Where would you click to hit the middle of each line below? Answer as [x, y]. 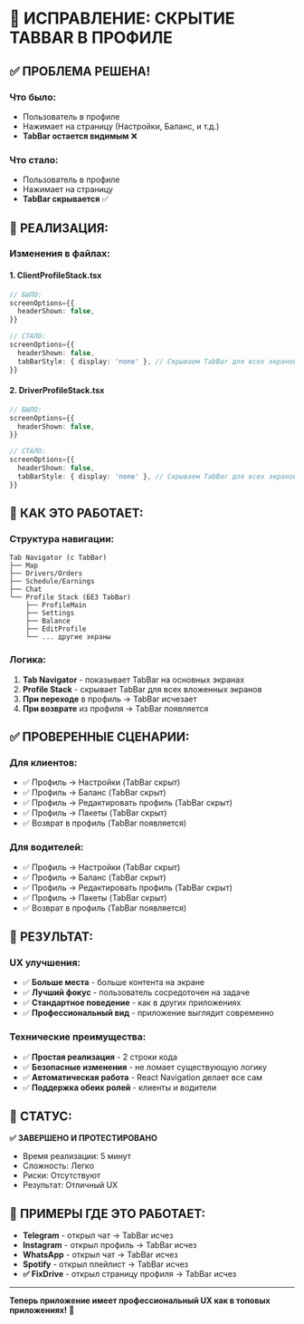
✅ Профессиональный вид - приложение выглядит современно [148, 1013]
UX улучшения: [45, 962]
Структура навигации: [62, 538]
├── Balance [48, 621]
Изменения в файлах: [60, 254]
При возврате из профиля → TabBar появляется [115, 708]
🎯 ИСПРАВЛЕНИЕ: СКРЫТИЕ [122, 19]
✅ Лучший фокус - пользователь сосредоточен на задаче [136, 992]
